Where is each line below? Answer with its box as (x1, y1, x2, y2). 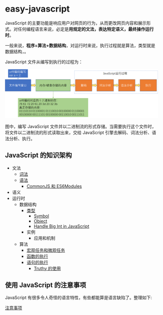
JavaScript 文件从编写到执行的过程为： (5, 59, 83, 65)
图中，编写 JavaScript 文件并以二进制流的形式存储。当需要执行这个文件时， (5, 123, 157, 129)
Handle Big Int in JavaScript (33, 223, 90, 229)
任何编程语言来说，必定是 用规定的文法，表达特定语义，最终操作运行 (17, 26, 154, 32)
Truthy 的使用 (33, 265, 61, 271)
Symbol (33, 213, 49, 219)
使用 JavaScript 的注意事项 (5, 281, 86, 289)
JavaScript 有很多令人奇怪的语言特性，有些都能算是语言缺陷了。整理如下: (5, 295, 152, 300)
